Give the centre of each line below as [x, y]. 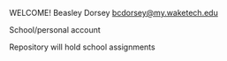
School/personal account [55, 30]
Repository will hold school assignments [83, 47]
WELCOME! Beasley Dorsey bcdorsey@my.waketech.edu [113, 13]
